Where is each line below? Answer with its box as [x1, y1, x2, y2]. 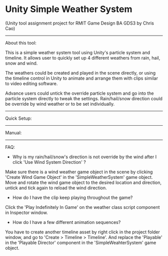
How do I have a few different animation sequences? [12, 219, 121, 225]
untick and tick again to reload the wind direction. [5, 184, 107, 191]
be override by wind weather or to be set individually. [5, 101, 115, 107]
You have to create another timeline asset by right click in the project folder [5, 229, 160, 235]
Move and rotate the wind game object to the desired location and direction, [5, 179, 161, 185]
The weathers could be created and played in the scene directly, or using [5, 70, 156, 76]
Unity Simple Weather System [5, 4, 132, 15]
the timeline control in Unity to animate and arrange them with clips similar [5, 75, 158, 81]
